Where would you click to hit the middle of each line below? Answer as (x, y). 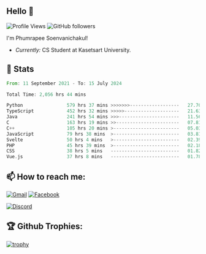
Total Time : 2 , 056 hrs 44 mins (46, 94)
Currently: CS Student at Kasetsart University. (73, 50)
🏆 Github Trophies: (44, 227)
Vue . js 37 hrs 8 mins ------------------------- (93, 157)
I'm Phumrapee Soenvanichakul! (47, 38)
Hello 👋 (20, 11)
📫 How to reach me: (46, 176)
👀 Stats (20, 69)
